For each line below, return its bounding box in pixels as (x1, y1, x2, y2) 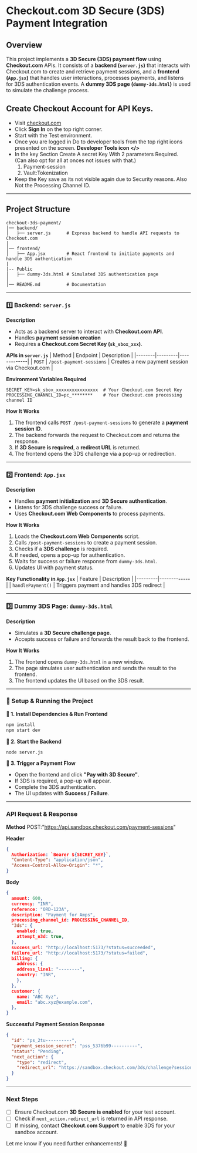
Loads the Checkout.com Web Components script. (14, 533, 140, 540)
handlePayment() (12, 583, 52, 589)
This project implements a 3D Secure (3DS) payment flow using (6, 56, 162, 62)
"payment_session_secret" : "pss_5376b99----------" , (11, 1043, 143, 1049)
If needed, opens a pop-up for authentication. (14, 552, 125, 559)
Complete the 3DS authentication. (14, 784, 97, 791)
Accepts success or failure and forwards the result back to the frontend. (14, 636, 189, 643)
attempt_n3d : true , (16, 934, 64, 940)
